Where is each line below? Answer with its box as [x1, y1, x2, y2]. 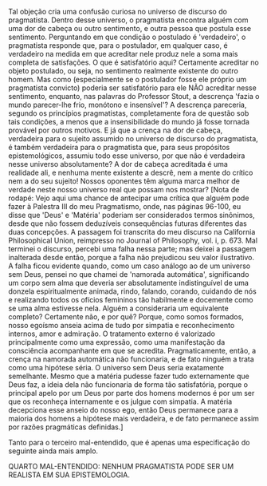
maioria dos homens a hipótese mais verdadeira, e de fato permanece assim [8, 414, 259, 423]
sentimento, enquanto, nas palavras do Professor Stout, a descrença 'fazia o [8, 92, 260, 101]
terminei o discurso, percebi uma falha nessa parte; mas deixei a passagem [8, 244, 257, 254]
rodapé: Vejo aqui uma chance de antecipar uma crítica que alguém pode [8, 193, 249, 203]
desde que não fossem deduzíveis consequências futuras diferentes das [8, 219, 247, 228]
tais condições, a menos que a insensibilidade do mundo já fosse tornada [8, 117, 249, 126]
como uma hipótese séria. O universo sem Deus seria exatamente [8, 363, 225, 372]
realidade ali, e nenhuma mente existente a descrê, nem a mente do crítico [8, 168, 253, 177]
